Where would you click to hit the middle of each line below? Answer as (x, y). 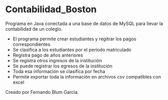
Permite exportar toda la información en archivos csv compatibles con (87, 77)
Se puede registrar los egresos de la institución (62, 66)
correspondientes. (32, 44)
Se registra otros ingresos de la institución (57, 60)
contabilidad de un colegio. (34, 29)
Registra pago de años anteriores (48, 55)
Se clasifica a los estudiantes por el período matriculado (72, 49)
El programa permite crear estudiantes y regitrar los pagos (75, 39)
